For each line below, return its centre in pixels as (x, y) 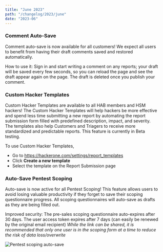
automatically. (19, 57)
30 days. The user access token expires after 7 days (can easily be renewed (82, 219)
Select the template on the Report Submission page (64, 166)
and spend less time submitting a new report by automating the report (75, 115)
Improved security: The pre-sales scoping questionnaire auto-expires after (80, 214)
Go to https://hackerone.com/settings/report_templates (68, 155)
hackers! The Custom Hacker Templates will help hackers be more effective (81, 110)
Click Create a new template (41, 160)
